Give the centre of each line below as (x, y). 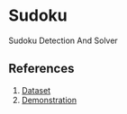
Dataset (36, 90)
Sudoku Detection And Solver (63, 40)
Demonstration (49, 100)
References (41, 69)
